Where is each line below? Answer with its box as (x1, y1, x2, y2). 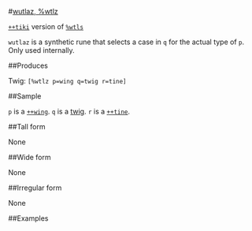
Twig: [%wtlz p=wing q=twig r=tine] (8, 76, 128, 85)
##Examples (8, 214, 49, 223)
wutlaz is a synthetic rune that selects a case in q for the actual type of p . (8, 37, 245, 47)
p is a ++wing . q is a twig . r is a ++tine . (8, 106, 131, 116)
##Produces (8, 61, 49, 70)
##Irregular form (8, 183, 62, 192)
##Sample (8, 91, 42, 101)
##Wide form (8, 153, 51, 162)
